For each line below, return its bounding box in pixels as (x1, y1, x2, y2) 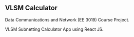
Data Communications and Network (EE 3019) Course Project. (5, 17, 130, 22)
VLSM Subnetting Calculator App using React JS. (5, 26, 104, 32)
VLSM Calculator (5, 4, 57, 12)
